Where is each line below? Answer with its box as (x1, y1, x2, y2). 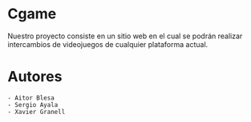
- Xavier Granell (7, 108, 66, 116)
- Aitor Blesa (7, 93, 55, 102)
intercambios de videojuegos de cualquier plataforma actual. (7, 39, 208, 49)
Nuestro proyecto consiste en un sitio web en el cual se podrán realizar (7, 31, 243, 41)
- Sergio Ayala (7, 100, 59, 108)
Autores (7, 68, 63, 86)
